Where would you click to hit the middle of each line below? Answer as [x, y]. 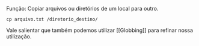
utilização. [19, 37]
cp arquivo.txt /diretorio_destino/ [52, 19]
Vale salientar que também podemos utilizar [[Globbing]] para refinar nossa [100, 30]
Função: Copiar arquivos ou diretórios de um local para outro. [82, 9]
